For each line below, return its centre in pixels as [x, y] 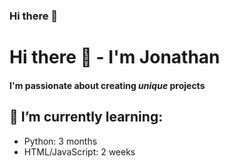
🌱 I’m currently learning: [86, 117]
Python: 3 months [60, 141]
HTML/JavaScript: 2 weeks [79, 151]
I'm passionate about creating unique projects [107, 85]
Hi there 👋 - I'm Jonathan [115, 57]
